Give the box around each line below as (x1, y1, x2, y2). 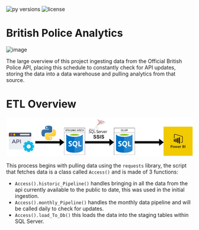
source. (6, 76, 25, 83)
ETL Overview (6, 97, 77, 111)
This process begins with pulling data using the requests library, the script (6, 162, 187, 169)
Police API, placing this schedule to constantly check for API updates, (6, 64, 176, 71)
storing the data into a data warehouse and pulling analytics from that (6, 70, 176, 77)
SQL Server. (14, 218, 44, 225)
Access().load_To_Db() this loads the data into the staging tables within (14, 211, 189, 218)
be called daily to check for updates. (14, 205, 104, 212)
